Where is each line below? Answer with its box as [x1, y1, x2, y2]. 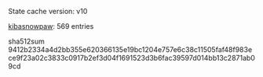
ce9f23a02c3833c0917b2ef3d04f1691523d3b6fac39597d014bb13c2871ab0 [8, 54, 255, 62]
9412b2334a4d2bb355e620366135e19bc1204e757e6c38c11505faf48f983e [8, 45, 253, 54]
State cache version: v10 [8, 7, 88, 16]
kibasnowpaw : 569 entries [8, 22, 94, 30]
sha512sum [8, 37, 45, 46]
